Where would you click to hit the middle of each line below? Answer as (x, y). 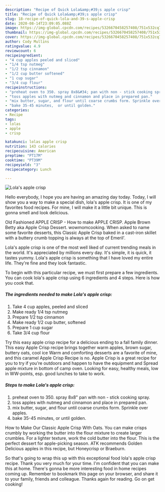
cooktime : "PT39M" (24, 160)
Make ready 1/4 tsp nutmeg (40, 312)
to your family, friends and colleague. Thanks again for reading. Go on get (80, 479)
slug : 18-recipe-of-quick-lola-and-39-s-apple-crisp (60, 19)
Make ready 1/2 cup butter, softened (49, 322)
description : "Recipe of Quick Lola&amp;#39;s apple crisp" (68, 10)
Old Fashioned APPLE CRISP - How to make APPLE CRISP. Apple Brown (78, 222)
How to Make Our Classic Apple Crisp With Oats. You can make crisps (76, 428)
